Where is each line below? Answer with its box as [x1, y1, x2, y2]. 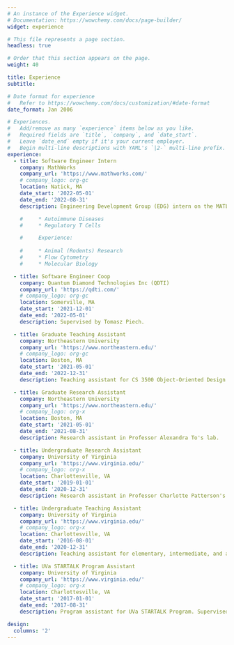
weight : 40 [7, 61, 39, 68]
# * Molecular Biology [19, 260, 98, 267]
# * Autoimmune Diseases [19, 215, 104, 222]
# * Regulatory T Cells [19, 222, 101, 229]
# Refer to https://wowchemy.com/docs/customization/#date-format [7, 99, 210, 107]
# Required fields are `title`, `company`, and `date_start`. [7, 132, 198, 139]
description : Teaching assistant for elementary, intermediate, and [19, 550, 223, 557]
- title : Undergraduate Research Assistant [13, 447, 141, 454]
